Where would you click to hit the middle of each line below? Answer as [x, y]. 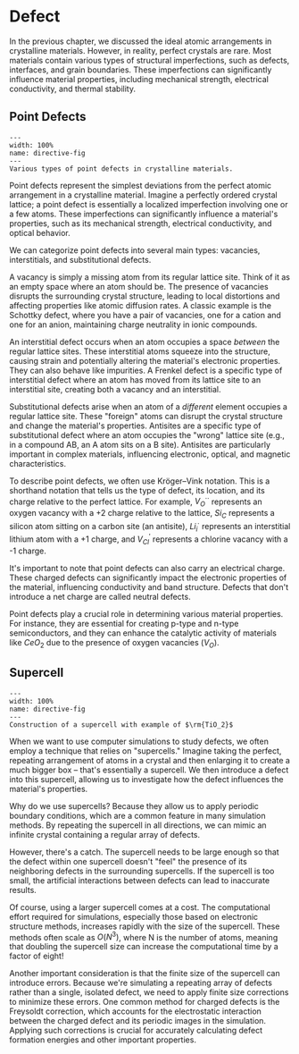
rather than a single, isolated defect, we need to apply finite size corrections [149, 992]
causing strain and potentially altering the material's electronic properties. [145, 360]
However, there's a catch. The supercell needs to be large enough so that [144, 852]
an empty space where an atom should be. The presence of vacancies [139, 286]
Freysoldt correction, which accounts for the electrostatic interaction [135, 1011]
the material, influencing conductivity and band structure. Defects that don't [149, 586]
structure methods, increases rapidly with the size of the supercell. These [145, 926]
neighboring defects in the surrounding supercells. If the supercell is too [142, 871]
